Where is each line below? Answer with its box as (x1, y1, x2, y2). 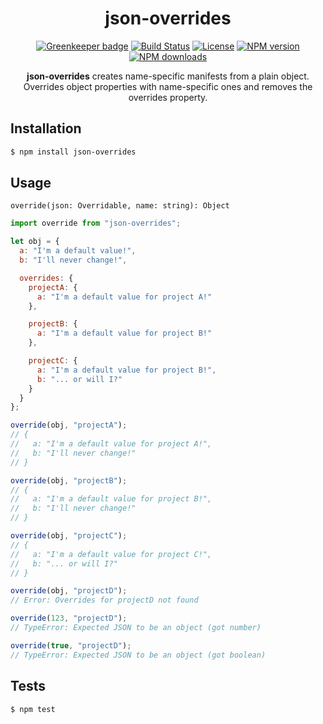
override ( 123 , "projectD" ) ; (10, 613, 128, 624)
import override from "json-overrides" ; (10, 218, 182, 229)
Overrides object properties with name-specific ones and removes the (23, 80, 313, 92)
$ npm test (10, 704, 56, 714)
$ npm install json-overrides (10, 147, 137, 157)
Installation (10, 120, 82, 137)
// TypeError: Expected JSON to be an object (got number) (10, 623, 262, 633)
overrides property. (128, 91, 208, 103)
